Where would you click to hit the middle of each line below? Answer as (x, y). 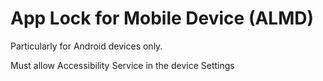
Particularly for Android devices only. (86, 46)
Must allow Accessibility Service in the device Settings (122, 65)
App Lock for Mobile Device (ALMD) (162, 18)
